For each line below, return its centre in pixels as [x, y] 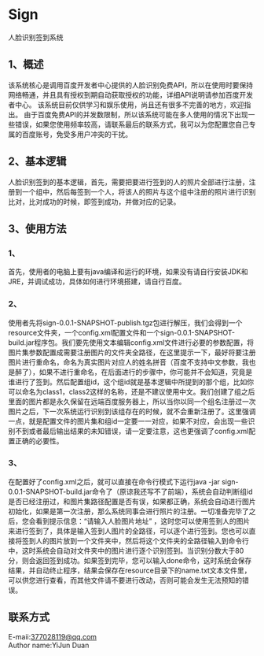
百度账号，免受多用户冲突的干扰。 [77, 134]
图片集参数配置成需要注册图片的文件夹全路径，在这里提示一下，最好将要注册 [132, 352]
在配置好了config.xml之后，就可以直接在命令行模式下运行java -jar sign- [123, 481]
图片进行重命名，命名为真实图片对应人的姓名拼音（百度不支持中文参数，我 [128, 362]
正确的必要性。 [39, 441]
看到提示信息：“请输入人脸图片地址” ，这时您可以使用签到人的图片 [143, 521]
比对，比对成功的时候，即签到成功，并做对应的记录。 [94, 202]
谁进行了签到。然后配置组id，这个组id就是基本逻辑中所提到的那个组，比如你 [131, 382]
